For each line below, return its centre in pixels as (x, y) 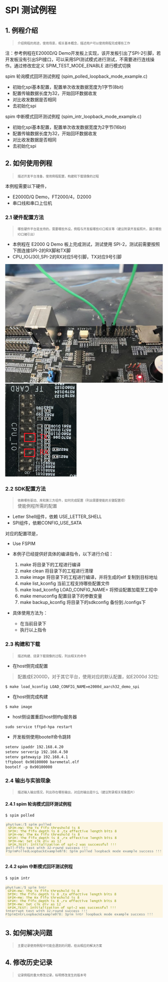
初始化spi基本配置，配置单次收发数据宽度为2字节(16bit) (69, 127)
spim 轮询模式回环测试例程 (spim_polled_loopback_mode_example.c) (76, 76)
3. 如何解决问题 (29, 933)
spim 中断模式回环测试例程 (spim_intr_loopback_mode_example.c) (73, 116)
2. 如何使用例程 (29, 163)
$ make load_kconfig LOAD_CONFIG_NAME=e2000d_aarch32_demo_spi (72, 687)
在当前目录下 (33, 624)
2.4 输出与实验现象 (28, 780)
